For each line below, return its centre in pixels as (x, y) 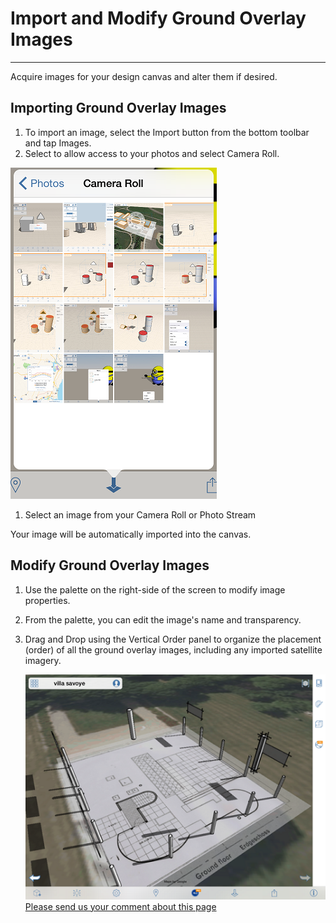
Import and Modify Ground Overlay (158, 18)
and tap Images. (58, 143)
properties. (47, 600)
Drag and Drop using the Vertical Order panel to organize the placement (173, 639)
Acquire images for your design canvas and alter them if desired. (144, 76)
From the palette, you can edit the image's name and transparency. (163, 619)
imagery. (43, 660)
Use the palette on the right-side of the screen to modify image (155, 589)
